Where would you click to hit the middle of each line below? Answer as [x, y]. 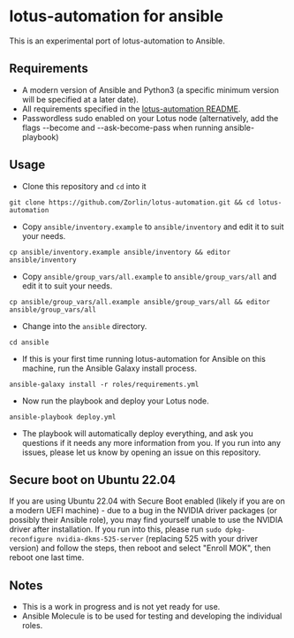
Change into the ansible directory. [84, 326]
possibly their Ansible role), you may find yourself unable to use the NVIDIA [146, 520]
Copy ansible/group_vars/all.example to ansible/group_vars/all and [149, 276]
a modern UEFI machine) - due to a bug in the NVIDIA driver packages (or [143, 511]
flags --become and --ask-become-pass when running [122, 127]
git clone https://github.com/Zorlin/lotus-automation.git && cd [132, 202]
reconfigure [31, 540]
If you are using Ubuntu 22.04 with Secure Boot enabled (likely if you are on [147, 501]
